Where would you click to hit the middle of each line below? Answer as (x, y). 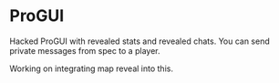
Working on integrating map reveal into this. (91, 68)
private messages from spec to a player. (85, 50)
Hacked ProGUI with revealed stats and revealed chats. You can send (140, 41)
